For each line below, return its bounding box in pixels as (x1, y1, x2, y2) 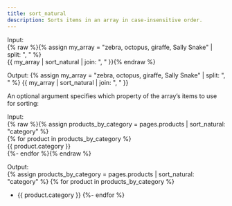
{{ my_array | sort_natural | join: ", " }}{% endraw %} (7, 57, 156, 66)
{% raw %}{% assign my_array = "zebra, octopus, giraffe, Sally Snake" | (7, 43, 213, 51)
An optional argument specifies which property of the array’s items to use (7, 91, 217, 100)
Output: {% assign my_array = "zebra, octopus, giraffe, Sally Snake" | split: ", (7, 71, 226, 79)
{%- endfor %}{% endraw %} (7, 149, 92, 158)
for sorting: (7, 99, 39, 107)
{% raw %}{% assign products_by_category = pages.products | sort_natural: (7, 120, 226, 128)
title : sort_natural (7, 10, 67, 17)
